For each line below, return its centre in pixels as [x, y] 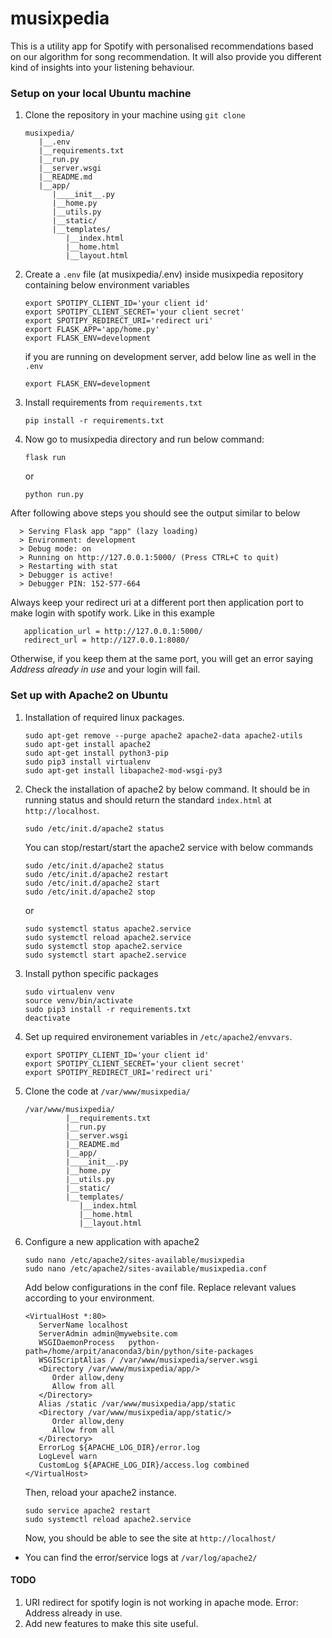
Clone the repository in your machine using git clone [135, 115]
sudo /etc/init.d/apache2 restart [96, 874]
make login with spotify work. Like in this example [112, 613]
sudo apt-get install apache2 [88, 744]
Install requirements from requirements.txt [113, 403]
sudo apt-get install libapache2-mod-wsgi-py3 [123, 770]
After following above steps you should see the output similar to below [155, 513]
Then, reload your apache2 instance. [100, 1492]
